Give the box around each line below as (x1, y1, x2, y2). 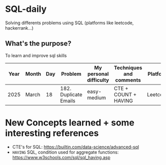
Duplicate (60, 91, 83, 98)
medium (87, 94, 106, 101)
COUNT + (114, 91, 137, 98)
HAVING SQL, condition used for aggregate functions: (12, 149, 119, 155)
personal (87, 70, 109, 77)
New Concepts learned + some (5, 117, 135, 128)
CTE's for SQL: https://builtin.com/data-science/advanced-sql (12, 144, 139, 150)
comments (115, 77, 141, 83)
